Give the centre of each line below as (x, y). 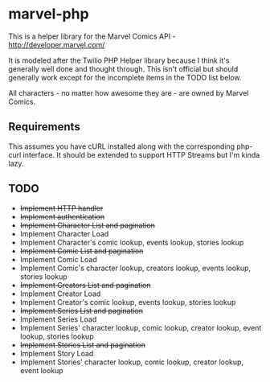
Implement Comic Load (59, 259)
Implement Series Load (58, 319)
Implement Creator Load (60, 294)
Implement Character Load (64, 233)
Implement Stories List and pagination (83, 345)
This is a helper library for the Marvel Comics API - (92, 36)
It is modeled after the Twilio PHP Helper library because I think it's (119, 60)
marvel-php (49, 14)
